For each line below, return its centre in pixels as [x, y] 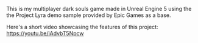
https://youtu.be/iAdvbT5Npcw [45, 33]
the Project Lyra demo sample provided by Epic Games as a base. [89, 15]
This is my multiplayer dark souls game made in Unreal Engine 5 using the [99, 9]
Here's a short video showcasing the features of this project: [82, 27]
